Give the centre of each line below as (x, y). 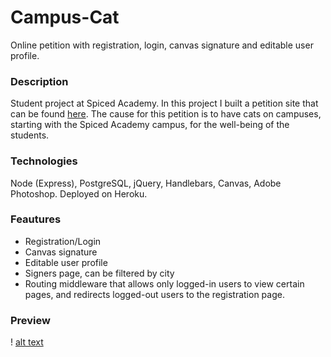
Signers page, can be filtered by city (99, 273)
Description (39, 81)
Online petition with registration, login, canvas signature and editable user (162, 45)
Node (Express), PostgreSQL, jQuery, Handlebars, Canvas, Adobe (146, 183)
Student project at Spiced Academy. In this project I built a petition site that (164, 103)
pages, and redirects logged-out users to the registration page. (154, 294)
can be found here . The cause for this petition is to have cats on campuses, (166, 114)
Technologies (44, 161)
